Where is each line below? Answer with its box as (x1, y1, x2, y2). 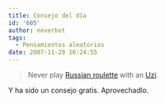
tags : (8, 33, 26, 42)
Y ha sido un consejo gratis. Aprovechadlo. (8, 86, 149, 95)
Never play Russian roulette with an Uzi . (27, 71, 159, 79)
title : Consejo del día (8, 11, 87, 20)
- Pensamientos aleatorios (15, 41, 105, 49)
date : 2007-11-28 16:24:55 (8, 48, 98, 56)
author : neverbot (8, 26, 66, 34)
